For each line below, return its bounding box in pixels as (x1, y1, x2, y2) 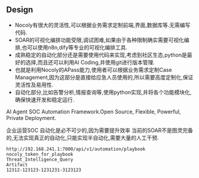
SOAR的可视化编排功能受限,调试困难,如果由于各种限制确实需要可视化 (14, 36, 184, 44)
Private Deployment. (6, 114, 57, 121)
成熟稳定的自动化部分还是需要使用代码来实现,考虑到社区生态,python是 (14, 51, 187, 59)
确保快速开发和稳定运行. (14, 96, 75, 103)
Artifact (6, 161, 28, 168)
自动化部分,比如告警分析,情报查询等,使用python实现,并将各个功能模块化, (14, 88, 192, 96)
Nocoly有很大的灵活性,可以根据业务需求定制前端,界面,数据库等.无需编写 (14, 21, 191, 29)
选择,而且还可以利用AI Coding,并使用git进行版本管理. (25, 59, 155, 66)
